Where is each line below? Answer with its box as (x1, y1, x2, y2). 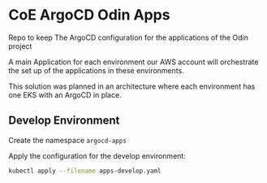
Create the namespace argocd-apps (8, 135, 127, 145)
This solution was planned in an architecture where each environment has (8, 81, 256, 91)
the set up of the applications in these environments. (8, 65, 184, 75)
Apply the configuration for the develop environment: (8, 150, 187, 160)
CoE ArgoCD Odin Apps (8, 6, 170, 24)
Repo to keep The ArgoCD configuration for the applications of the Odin (8, 33, 249, 42)
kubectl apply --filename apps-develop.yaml (8, 167, 161, 175)
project (8, 41, 32, 50)
